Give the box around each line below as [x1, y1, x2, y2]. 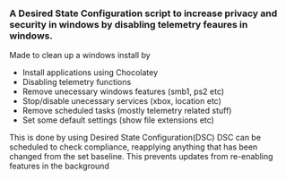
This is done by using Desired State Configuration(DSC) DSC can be [9, 133, 262, 143]
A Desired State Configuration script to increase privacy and [9, 7, 278, 20]
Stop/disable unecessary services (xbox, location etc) [22, 96, 222, 107]
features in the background [9, 160, 109, 172]
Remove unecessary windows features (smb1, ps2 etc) [22, 86, 225, 97]
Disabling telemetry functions [22, 77, 132, 88]
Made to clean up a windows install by [9, 50, 151, 61]
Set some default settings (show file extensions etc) [22, 115, 215, 125]
